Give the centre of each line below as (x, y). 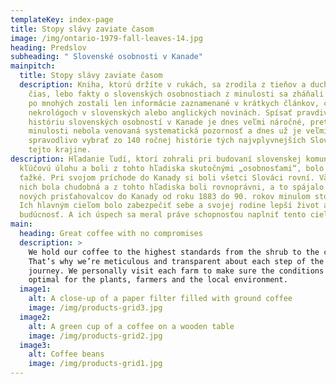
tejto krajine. (60, 150)
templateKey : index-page (62, 19)
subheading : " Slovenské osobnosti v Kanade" (106, 57)
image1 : (35, 289)
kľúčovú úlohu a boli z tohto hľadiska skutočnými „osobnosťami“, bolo (172, 168)
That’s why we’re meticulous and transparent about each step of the (176, 261)
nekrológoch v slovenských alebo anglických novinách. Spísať (160, 112)
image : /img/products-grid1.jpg (95, 364)
